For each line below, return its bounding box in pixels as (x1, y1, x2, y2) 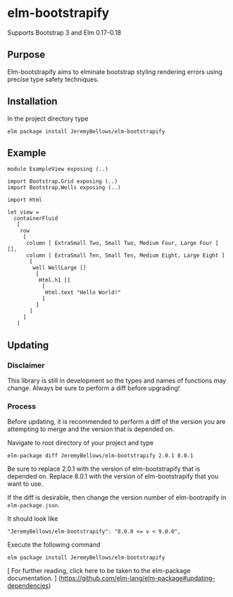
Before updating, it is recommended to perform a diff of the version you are (7, 418, 226, 426)
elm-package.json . (7, 501, 60, 509)
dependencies (7, 581, 49, 590)
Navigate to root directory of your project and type (7, 439, 154, 447)
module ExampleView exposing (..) (7, 166, 109, 173)
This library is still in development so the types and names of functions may (7, 376, 227, 385)
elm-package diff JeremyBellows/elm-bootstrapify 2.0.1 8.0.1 (7, 452, 194, 459)
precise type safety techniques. (7, 75, 99, 83)
